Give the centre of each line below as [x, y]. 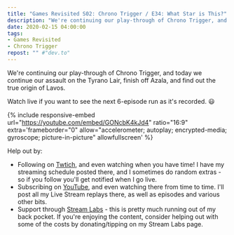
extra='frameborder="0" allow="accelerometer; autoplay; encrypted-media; [117, 130]
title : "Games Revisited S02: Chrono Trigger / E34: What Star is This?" [117, 14]
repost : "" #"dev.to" [39, 53]
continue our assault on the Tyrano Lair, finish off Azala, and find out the [111, 80]
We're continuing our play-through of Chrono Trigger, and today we [105, 73]
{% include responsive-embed [51, 115]
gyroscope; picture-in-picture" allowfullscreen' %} [80, 137]
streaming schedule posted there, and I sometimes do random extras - [119, 172]
